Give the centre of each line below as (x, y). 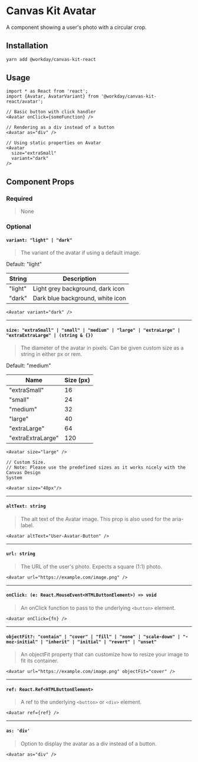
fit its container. (39, 661)
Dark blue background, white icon (80, 298)
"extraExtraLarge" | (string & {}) (50, 335)
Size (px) (77, 380)
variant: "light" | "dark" (39, 240)
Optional (19, 227)
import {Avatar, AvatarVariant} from (52, 97)
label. (27, 525)
